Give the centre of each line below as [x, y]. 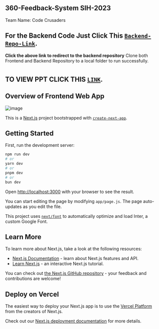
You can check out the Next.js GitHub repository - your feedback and [76, 273]
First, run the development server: [40, 145]
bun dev [13, 182]
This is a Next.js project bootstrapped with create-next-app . [66, 118]
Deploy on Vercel [32, 294]
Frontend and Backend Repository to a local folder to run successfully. [77, 61]
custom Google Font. [26, 221]
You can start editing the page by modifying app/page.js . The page [74, 201]
